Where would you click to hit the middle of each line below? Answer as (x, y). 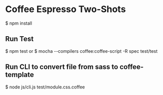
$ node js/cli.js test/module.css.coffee (45, 87)
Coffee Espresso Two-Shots (66, 9)
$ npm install (19, 23)
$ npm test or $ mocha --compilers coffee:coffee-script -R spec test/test (81, 51)
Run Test (19, 39)
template (20, 75)
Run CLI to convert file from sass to (62, 67)
